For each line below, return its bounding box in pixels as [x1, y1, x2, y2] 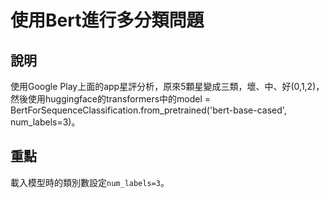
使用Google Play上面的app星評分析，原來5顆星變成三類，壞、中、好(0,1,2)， [10, 81, 325, 92]
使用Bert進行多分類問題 [10, 9, 205, 32]
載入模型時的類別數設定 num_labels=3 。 [10, 176, 170, 188]
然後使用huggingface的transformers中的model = [10, 93, 212, 105]
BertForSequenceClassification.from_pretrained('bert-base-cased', [10, 104, 287, 116]
